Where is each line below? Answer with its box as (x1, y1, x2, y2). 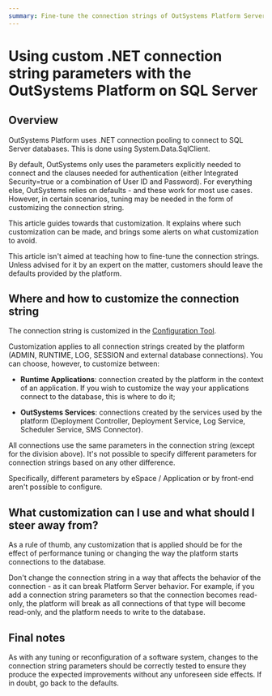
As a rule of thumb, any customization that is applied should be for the (8, 540, 243, 550)
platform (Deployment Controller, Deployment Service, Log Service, (19, 416, 245, 426)
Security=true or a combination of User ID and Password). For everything (8, 176, 253, 187)
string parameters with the (8, 64, 192, 82)
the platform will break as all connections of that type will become (26, 599, 246, 608)
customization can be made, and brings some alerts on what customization (8, 226, 259, 236)
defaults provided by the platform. (8, 269, 122, 278)
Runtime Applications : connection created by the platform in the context (19, 375, 264, 385)
